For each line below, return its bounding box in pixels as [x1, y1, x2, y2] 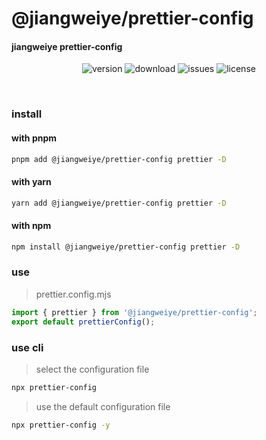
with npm [11, 220, 52, 232]
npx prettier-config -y [11, 420, 111, 430]
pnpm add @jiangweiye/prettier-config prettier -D [11, 154, 227, 164]
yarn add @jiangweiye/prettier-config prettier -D [11, 198, 227, 208]
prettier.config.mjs [35, 288, 112, 300]
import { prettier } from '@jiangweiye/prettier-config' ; [11, 307, 258, 317]
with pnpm [11, 132, 58, 144]
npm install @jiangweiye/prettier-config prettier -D [11, 242, 241, 252]
